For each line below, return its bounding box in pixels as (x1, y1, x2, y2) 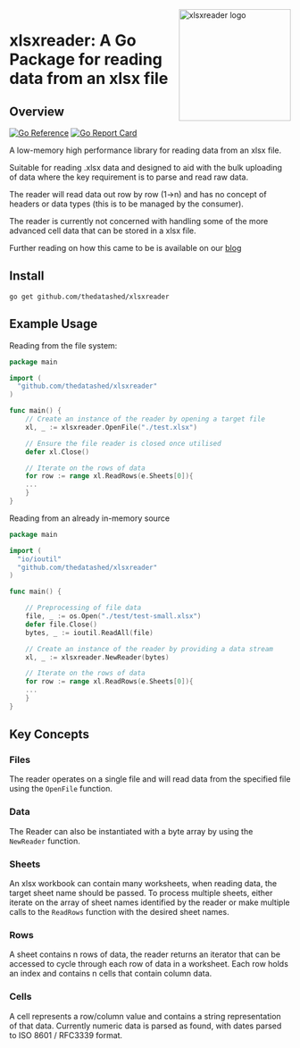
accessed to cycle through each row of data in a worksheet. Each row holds (9, 959, 288, 969)
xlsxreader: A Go (9, 30, 137, 51)
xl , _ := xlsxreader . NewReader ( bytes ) (25, 652, 170, 662)
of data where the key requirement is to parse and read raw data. (9, 172, 248, 182)
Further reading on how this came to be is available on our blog (9, 243, 242, 253)
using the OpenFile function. (9, 784, 113, 794)
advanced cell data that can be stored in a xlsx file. (9, 225, 196, 236)
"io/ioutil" (17, 554, 62, 564)
